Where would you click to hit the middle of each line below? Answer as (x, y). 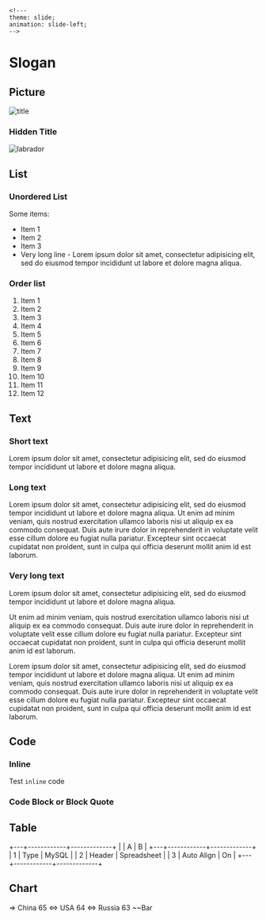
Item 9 (31, 368)
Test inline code (37, 782)
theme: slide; (32, 17)
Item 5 (31, 335)
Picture (27, 92)
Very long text (37, 576)
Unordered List (38, 196)
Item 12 (32, 394)
